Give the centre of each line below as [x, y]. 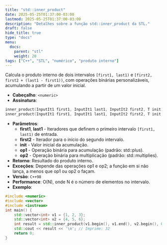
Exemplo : [22, 187]
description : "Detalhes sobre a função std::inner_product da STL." [78, 24]
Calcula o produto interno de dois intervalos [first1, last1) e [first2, [79, 75]
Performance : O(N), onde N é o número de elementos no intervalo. [81, 182]
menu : [11, 42]
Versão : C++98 [27, 177]
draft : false [19, 28]
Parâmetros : [25, 123]
